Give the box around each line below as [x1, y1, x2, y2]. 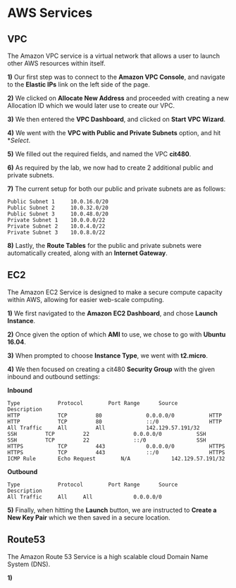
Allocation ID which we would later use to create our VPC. [7, 101, 175, 110]
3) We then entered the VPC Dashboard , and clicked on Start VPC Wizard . [7, 115, 226, 123]
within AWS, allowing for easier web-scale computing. [7, 295, 164, 304]
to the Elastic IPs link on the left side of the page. [7, 80, 150, 89]
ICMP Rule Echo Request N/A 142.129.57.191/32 [7, 455, 225, 462]
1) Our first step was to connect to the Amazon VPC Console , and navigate [7, 73, 225, 81]
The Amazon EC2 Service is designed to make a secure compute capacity [7, 287, 223, 296]
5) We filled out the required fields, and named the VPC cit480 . [7, 150, 192, 158]
